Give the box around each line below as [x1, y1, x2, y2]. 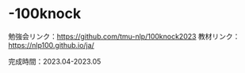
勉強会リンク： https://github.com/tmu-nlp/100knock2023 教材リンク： [8, 31, 240, 41]
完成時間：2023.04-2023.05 [8, 57, 101, 66]
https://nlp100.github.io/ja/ [8, 40, 95, 49]
